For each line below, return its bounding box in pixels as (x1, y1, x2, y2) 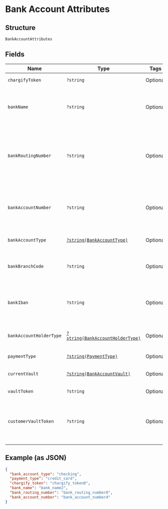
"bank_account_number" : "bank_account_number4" (9, 494, 111, 499)
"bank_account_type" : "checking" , (9, 471, 81, 476)
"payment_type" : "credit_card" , (9, 476, 77, 481)
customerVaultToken (7, 418, 54, 424)
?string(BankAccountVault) (66, 371, 131, 376)
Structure (5, 23, 36, 32)
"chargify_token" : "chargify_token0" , (9, 481, 91, 486)
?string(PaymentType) (66, 353, 118, 359)
